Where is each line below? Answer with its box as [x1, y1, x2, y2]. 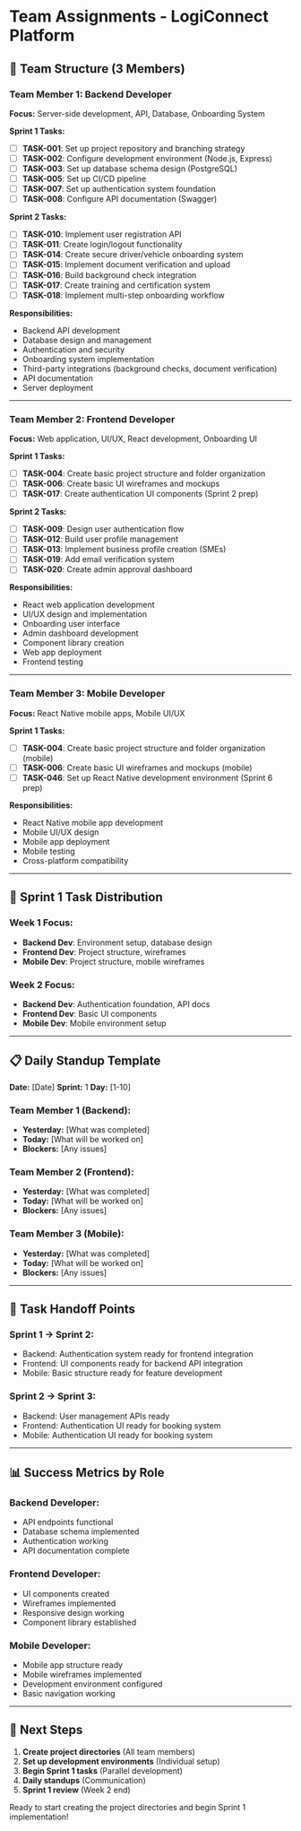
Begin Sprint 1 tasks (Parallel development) [21, 1765, 184, 1776]
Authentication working [21, 1536, 109, 1547]
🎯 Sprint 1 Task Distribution [9, 889, 163, 905]
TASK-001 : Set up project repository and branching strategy [21, 143, 245, 153]
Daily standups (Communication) [21, 1775, 146, 1785]
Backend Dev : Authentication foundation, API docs [21, 998, 211, 1010]
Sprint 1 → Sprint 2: [9, 1328, 94, 1341]
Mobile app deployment [21, 836, 110, 846]
